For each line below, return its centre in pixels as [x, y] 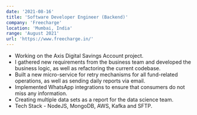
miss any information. [41, 93]
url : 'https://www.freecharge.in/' [50, 39]
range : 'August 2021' [33, 34]
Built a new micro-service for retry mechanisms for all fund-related [96, 75]
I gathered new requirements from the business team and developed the [103, 62]
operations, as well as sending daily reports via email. [80, 81]
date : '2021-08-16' [30, 11]
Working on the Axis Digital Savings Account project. [79, 56]
